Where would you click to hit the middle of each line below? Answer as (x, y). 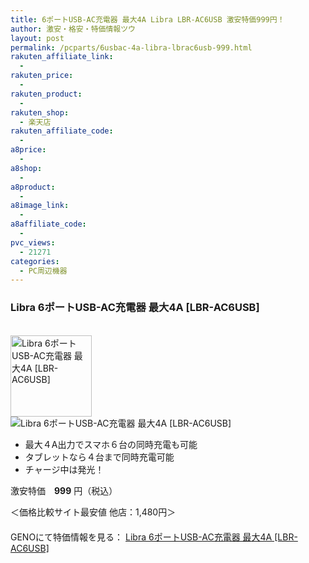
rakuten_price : (42, 76)
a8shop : (26, 168)
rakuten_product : (46, 94)
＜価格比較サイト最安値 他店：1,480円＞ (93, 512)
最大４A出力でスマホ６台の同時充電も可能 (111, 444)
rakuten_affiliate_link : (62, 57)
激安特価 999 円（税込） (64, 490)
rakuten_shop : (40, 112)
